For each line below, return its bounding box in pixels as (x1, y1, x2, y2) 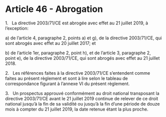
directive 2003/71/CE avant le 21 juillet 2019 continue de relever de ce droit (5, 96, 159, 102)
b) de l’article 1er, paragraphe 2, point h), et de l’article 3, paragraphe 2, (5, 50, 151, 56)
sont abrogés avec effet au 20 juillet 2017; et (5, 40, 96, 46)
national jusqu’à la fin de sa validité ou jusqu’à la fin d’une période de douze (5, 101, 160, 107)
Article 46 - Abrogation (5, 3, 103, 15)
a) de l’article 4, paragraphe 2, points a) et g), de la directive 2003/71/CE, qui (5, 35, 162, 41)
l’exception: (5, 25, 29, 31)
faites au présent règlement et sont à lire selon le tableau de (5, 75, 128, 81)
